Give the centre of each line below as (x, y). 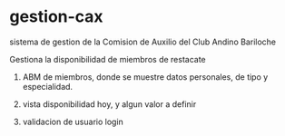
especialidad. (48, 86)
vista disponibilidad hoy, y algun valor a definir (109, 104)
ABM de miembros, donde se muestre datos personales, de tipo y (145, 77)
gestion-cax (56, 17)
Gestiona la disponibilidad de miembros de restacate (108, 59)
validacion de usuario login (73, 121)
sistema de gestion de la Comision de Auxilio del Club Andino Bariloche (143, 42)
